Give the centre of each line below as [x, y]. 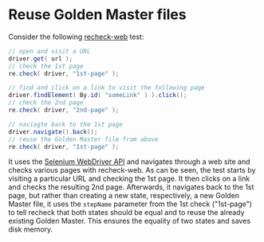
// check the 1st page [46, 66]
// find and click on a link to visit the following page [106, 88]
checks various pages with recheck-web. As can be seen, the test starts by [132, 170]
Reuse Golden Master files [97, 15]
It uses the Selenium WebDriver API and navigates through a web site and [129, 162]
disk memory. [31, 229]
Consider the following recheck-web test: [76, 37]
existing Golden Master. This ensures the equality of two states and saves [130, 221]
